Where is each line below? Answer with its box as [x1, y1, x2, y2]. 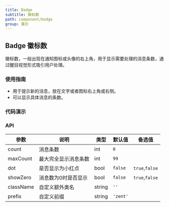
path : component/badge [5, 17, 53, 22]
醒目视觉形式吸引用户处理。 [9, 62, 67, 68]
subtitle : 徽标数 [5, 12, 39, 17]
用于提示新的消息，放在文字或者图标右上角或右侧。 [12, 88, 119, 94]
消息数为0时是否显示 [39, 174, 88, 181]
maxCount [8, 155, 33, 162]
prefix [8, 192, 22, 199]
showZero [8, 174, 32, 181]
